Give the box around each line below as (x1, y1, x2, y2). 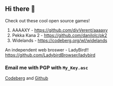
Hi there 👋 (5, 5, 35, 13)
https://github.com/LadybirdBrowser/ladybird (5, 52, 96, 58)
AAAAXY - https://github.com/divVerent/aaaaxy (12, 27, 108, 33)
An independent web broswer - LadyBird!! (5, 47, 89, 52)
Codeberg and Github (5, 75, 48, 81)
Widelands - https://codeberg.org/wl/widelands (12, 37, 108, 43)
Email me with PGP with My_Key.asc (5, 64, 88, 71)
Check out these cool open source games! (5, 17, 90, 23)
